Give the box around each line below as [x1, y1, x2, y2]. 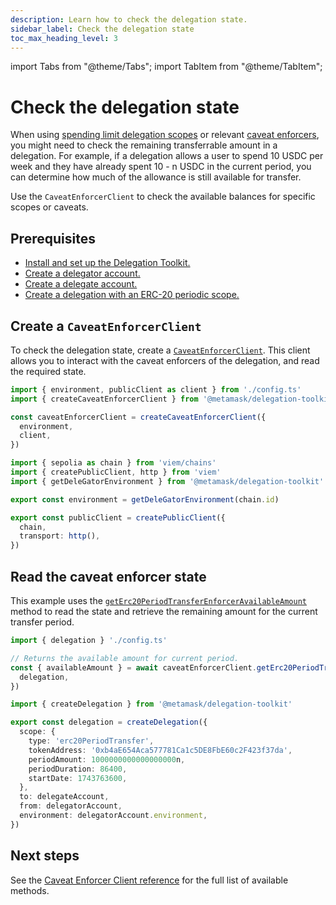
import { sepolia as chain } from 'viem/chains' [10, 458, 217, 468]
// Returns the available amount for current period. [10, 653, 240, 663]
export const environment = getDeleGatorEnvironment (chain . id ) [10, 494, 280, 505]
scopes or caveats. [10, 201, 89, 213]
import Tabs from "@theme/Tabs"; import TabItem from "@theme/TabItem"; [10, 61, 323, 73]
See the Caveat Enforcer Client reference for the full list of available [10, 874, 289, 886]
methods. [10, 884, 50, 896]
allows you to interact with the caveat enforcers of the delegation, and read [10, 354, 320, 366]
